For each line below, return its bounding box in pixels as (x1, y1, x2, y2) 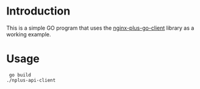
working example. (6, 30, 51, 38)
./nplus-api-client (6, 77, 56, 83)
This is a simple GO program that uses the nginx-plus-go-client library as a (6, 24, 195, 31)
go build (9, 71, 32, 78)
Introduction (6, 4, 71, 18)
